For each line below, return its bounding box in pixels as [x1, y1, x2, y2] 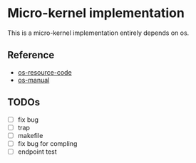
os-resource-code [17, 68, 73, 76]
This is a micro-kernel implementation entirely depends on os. [7, 28, 190, 37]
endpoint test [17, 147, 57, 156]
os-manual [17, 75, 50, 84]
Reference [7, 49, 55, 61]
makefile [17, 131, 43, 140]
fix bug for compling [17, 139, 78, 147]
